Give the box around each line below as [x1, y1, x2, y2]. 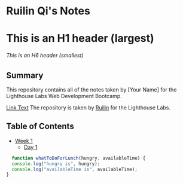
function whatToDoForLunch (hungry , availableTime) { [11, 155, 146, 161]
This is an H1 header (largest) [6, 32, 154, 45]
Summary [6, 70, 44, 80]
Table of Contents [6, 121, 75, 132]
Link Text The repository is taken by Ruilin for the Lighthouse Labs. [6, 104, 170, 111]
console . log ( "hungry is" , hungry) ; [11, 160, 100, 167]
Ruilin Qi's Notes [6, 4, 91, 18]
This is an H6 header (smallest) [6, 51, 84, 59]
